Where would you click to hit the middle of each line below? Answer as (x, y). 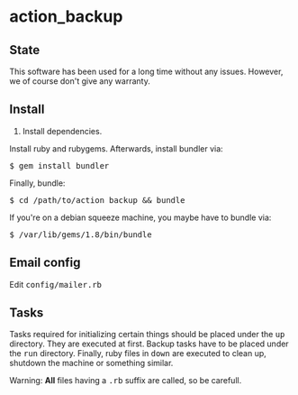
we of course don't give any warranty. (80, 81)
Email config (45, 263)
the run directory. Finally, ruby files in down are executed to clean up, (138, 354)
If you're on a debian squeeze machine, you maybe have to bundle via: (140, 217)
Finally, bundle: (37, 183)
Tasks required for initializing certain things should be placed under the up (147, 335)
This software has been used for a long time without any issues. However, (146, 71)
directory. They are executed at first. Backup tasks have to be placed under (149, 344)
